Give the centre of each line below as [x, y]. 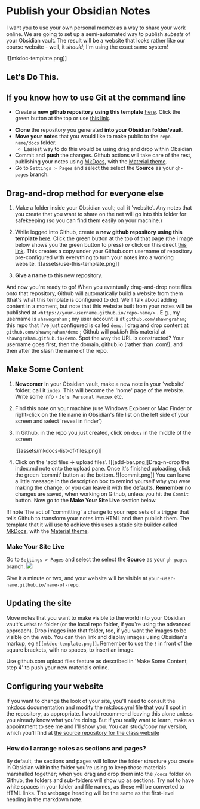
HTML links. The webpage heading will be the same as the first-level [90, 793]
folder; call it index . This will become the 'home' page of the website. [100, 390]
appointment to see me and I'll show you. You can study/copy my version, [97, 726]
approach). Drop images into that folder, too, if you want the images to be [96, 631]
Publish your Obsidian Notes [79, 11]
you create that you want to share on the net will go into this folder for [101, 214]
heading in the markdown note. [44, 799]
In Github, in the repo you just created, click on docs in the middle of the [103, 432]
